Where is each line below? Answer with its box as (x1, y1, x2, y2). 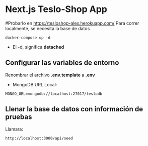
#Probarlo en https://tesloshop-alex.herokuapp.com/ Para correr (5, 20, 139, 26)
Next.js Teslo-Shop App (5, 4, 107, 15)
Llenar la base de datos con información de (5, 105, 143, 113)
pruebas (5, 113, 32, 121)
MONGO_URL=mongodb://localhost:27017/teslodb (5, 91, 102, 96)
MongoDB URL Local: (12, 81, 57, 87)
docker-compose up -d (5, 35, 51, 40)
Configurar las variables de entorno (5, 59, 119, 67)
